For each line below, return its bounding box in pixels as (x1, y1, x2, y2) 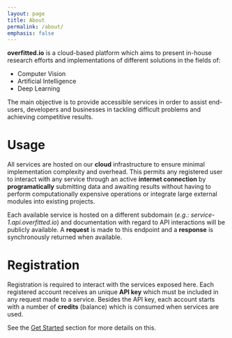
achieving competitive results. (7, 113, 93, 121)
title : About (7, 17, 45, 24)
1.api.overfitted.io (7, 218, 57, 226)
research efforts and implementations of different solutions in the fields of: (7, 56, 221, 65)
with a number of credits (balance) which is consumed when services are (7, 302, 219, 311)
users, (7, 105, 26, 114)
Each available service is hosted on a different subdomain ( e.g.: (7, 210, 190, 220)
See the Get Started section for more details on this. (7, 323, 157, 332)
